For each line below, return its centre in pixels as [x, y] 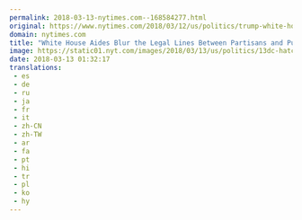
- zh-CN [27, 127]
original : [28, 26]
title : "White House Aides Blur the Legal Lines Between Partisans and [146, 43]
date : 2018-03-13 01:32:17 [60, 59]
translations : [36, 68]
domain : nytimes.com [48, 34]
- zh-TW [27, 135]
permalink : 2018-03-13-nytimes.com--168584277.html [108, 18]
